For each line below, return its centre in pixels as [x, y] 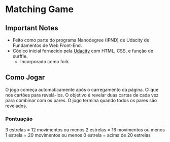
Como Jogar [25, 78]
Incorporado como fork [44, 61]
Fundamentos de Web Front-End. [47, 45]
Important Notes [32, 28]
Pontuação [19, 119]
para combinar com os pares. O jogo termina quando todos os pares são [81, 100]
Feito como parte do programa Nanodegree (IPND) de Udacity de [81, 40]
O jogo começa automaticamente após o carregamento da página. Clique [82, 89]
